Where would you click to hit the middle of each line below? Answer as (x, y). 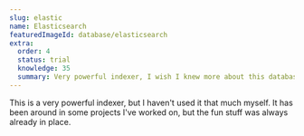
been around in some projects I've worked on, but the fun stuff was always (149, 112)
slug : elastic (36, 18)
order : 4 (34, 52)
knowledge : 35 (44, 69)
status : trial (44, 60)
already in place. (40, 121)
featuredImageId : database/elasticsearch (89, 34)
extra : (22, 43)
